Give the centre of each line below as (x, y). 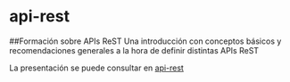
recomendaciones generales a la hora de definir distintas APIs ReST (134, 50)
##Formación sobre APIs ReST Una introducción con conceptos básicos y (145, 41)
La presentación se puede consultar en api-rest (97, 68)
